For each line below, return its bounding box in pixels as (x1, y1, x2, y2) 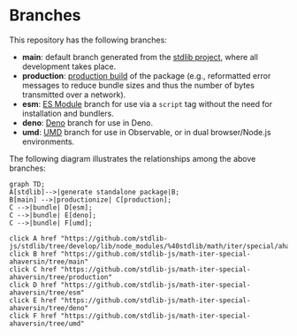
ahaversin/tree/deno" (9, 303, 89, 312)
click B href (9, 249, 57, 258)
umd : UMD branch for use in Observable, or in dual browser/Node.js (21, 126, 271, 137)
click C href (9, 264, 57, 274)
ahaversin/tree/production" (9, 272, 113, 281)
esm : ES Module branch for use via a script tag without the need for (21, 98, 272, 109)
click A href (9, 233, 57, 243)
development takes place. (21, 61, 117, 72)
